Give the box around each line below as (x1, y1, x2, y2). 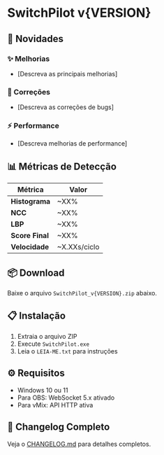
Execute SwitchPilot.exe (17, 339, 89, 348)
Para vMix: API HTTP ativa (17, 400, 94, 409)
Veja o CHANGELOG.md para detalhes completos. (7, 440, 151, 448)
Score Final (10, 231, 49, 241)
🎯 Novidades (7, 33, 64, 45)
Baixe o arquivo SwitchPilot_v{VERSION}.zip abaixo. (7, 289, 157, 297)
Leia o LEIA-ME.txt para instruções (17, 346, 118, 355)
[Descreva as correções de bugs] (17, 103, 114, 111)
